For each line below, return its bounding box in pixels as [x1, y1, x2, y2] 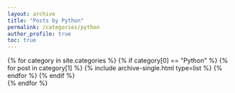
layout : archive [7, 10, 55, 18]
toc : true [7, 37, 37, 44]
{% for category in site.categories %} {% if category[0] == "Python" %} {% [7, 56, 229, 65]
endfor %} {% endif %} [7, 72, 75, 80]
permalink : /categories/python [7, 23, 100, 31]
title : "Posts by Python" [7, 17, 84, 24]
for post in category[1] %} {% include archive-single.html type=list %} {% [7, 64, 223, 72]
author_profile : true [7, 30, 72, 38]
